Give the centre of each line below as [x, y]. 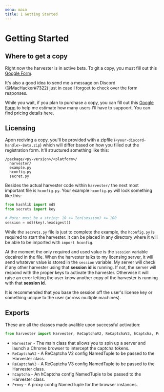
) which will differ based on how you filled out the [89, 145]
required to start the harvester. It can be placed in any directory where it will [81, 237]
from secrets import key [30, 209]
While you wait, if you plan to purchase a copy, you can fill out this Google [80, 103]
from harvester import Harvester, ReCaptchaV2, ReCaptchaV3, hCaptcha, [79, 333]
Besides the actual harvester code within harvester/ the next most [72, 186]
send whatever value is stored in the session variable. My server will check [80, 262]
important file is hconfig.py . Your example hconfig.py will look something [79, 190]
